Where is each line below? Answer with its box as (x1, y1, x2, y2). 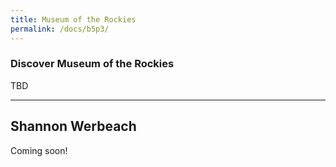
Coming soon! (10, 144, 68, 156)
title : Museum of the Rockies (10, 14, 137, 25)
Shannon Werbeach (10, 118, 137, 135)
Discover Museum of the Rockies (10, 57, 175, 71)
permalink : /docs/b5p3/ (10, 24, 110, 34)
